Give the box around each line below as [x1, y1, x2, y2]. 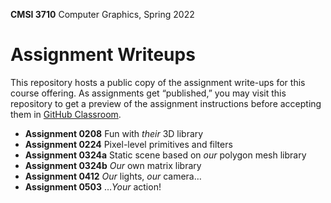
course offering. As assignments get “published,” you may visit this [10, 87, 287, 99]
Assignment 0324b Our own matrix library [24, 159, 202, 171]
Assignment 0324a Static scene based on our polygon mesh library [24, 149, 307, 161]
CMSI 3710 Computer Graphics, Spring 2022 [10, 9, 195, 20]
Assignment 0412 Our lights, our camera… [24, 170, 202, 182]
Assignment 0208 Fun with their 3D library [24, 127, 204, 139]
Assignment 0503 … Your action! [24, 180, 162, 193]
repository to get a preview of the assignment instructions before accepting [10, 97, 322, 109]
